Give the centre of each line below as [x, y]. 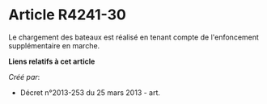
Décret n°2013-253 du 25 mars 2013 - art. [90, 92]
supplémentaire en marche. [54, 45]
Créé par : [24, 77]
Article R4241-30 [68, 15]
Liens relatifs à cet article [52, 61]
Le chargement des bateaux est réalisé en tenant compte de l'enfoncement [133, 37]
